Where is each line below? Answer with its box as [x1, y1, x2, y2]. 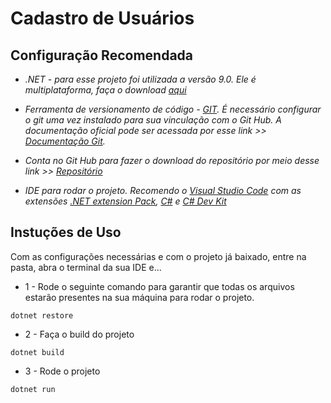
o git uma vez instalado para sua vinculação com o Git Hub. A [24, 114, 282, 126]
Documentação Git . [24, 135, 106, 147]
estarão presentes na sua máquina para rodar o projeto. [24, 291, 255, 303]
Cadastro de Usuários [10, 7, 195, 30]
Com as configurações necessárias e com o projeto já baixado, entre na [10, 250, 307, 262]
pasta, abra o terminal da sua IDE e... [10, 261, 162, 273]
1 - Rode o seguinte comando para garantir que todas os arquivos [24, 280, 295, 292]
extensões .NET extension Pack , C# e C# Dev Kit [24, 195, 227, 207]
